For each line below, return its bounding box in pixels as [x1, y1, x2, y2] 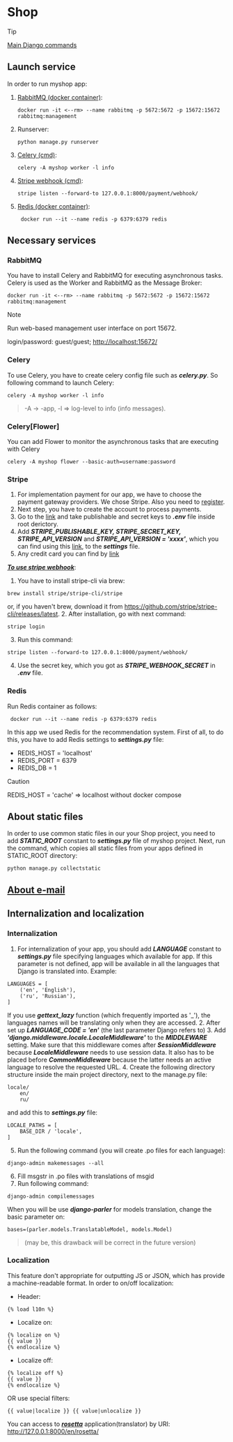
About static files [7, 811, 83, 823]
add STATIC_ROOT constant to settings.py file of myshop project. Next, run [7, 837, 226, 845]
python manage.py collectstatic [7, 865, 101, 872]
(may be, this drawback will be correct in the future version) [24, 1238, 196, 1247]
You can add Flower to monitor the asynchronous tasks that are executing [7, 438, 219, 446]
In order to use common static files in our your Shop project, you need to [7, 829, 216, 838]
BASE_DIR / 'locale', [19, 1128, 82, 1135]
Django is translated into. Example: [17, 967, 117, 975]
